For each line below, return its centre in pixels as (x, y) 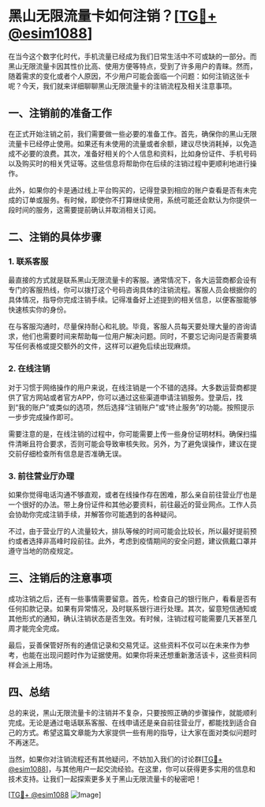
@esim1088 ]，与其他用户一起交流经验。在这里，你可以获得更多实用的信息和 (132, 769)
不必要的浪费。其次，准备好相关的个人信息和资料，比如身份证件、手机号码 (136, 153)
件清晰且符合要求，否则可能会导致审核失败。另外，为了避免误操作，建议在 (129, 444)
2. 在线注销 (29, 369)
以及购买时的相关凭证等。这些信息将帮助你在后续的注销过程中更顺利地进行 (129, 163)
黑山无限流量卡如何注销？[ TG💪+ (112, 16)
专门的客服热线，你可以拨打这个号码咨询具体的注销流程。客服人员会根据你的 (132, 290)
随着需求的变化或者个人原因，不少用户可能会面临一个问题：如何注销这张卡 (129, 76)
